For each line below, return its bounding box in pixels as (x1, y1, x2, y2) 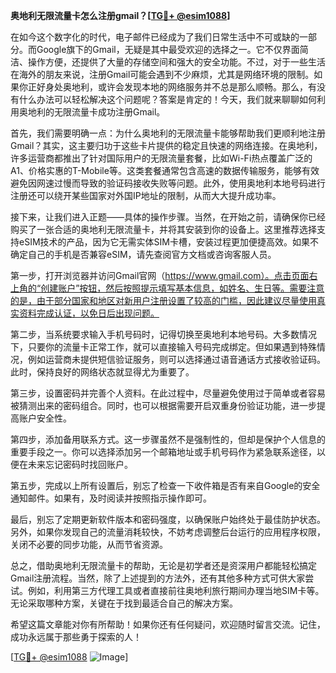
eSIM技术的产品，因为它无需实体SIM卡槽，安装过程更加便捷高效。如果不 (18, 236, 319, 248)
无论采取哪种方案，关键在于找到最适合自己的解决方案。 (10, 597, 238, 609)
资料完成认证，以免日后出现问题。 (18, 307, 160, 319)
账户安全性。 (18, 412, 72, 424)
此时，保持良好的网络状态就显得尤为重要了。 (10, 366, 195, 378)
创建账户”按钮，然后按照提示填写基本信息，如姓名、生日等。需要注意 (40, 282, 325, 294)
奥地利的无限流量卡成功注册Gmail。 (18, 106, 166, 118)
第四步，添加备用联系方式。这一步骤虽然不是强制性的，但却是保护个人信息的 (10, 434, 326, 445)
